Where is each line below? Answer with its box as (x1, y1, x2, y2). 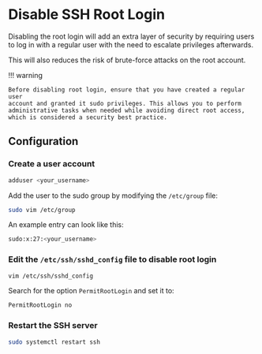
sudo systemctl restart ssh (8, 337, 101, 346)
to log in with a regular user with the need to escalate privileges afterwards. (8, 39, 254, 49)
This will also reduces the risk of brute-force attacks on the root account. (8, 55, 246, 65)
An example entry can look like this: (8, 220, 124, 229)
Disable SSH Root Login (8, 6, 166, 24)
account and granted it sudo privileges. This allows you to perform (8, 99, 242, 107)
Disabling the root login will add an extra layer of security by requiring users (8, 32, 255, 41)
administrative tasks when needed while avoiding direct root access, (8, 106, 245, 114)
